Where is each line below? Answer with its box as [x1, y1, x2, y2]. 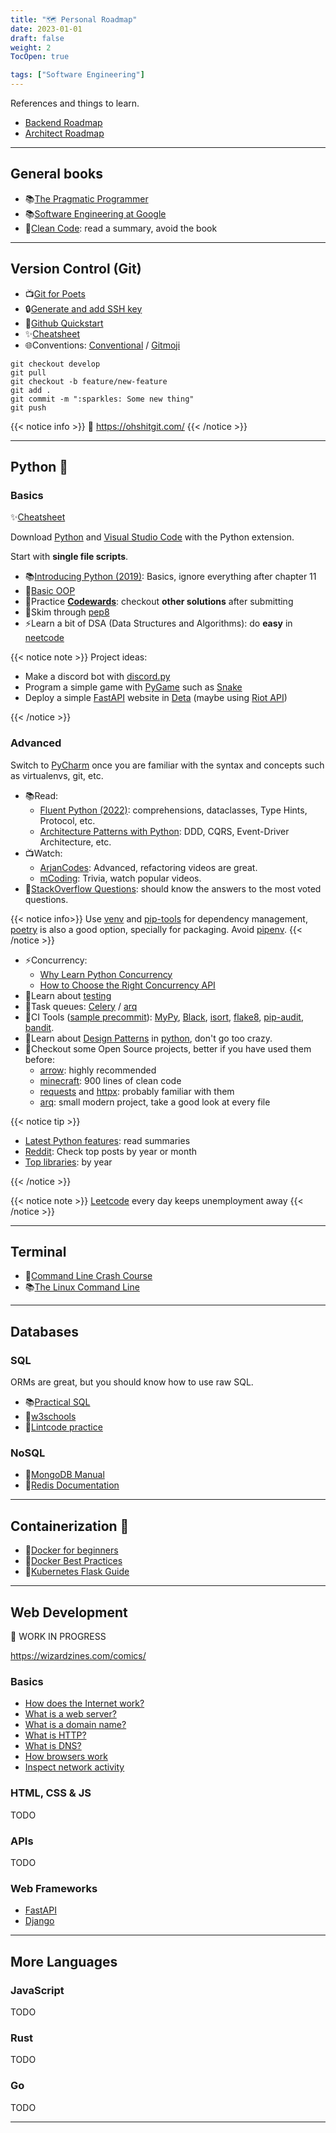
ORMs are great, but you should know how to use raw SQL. [10, 1376, 254, 1388]
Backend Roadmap [24, 117, 103, 128]
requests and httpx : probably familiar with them [39, 1085, 235, 1097]
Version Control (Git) [10, 261, 142, 278]
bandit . [24, 1021, 55, 1033]
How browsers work [24, 1751, 108, 1763]
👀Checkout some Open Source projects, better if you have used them [24, 1042, 312, 1055]
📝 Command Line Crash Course [24, 1270, 153, 1282]
